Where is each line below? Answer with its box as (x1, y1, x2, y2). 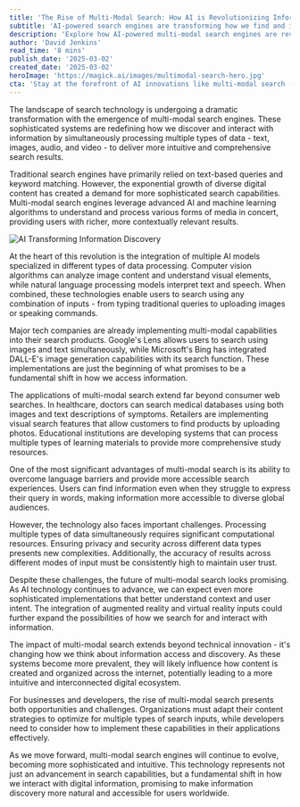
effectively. (9, 732, 51, 743)
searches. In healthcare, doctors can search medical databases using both (9, 399, 284, 410)
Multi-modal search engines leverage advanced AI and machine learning (9, 197, 277, 208)
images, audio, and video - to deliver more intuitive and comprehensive (9, 142, 271, 153)
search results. (9, 151, 64, 162)
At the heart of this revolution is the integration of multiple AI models (9, 251, 261, 262)
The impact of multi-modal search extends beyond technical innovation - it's (9, 639, 291, 650)
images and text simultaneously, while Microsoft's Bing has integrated (9, 344, 267, 354)
